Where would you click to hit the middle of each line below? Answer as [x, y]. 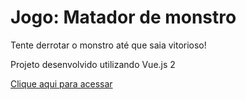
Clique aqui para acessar [61, 83]
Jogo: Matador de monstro [123, 17]
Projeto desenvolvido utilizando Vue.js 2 [93, 64]
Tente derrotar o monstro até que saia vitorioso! [108, 45]
